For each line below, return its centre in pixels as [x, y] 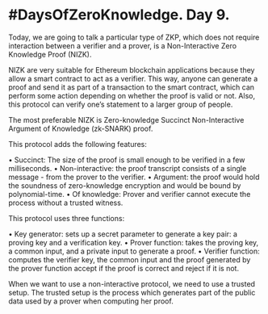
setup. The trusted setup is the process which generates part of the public [132, 292]
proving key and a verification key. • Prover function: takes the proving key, [134, 242]
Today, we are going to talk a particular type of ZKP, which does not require [134, 37]
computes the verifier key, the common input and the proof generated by [130, 259]
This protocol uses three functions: [67, 218]
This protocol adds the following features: [78, 144]
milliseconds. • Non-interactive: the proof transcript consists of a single [128, 168]
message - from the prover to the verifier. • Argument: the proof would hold [134, 177]
